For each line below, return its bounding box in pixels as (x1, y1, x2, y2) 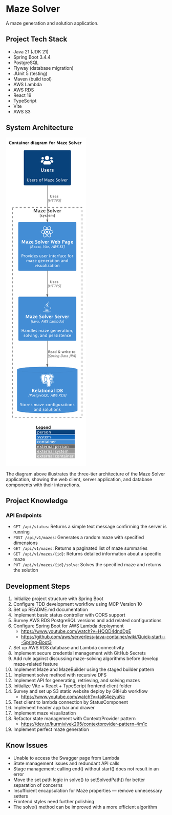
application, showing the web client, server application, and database (6, 476, 153, 482)
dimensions (13, 540, 38, 546)
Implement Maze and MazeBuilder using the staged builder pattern (13, 666, 155, 672)
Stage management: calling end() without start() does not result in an (13, 765, 159, 772)
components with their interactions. (6, 482, 81, 488)
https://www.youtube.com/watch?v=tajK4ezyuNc (20, 693, 125, 700)
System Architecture (6, 124, 74, 132)
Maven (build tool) (13, 75, 52, 82)
